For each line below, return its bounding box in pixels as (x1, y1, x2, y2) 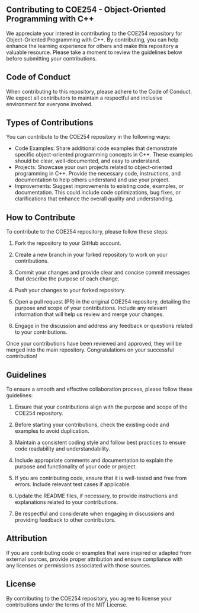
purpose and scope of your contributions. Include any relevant (14, 305, 168, 312)
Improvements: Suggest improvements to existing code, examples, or (14, 183, 184, 190)
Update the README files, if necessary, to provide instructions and (14, 492, 178, 500)
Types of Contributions (6, 118, 94, 128)
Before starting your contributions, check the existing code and (14, 421, 169, 429)
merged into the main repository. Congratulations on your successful (6, 346, 174, 353)
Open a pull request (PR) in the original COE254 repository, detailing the (14, 298, 191, 305)
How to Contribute (6, 212, 76, 222)
